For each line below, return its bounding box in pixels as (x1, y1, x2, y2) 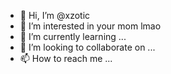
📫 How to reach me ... (19, 53, 113, 64)
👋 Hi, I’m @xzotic (19, 10, 91, 21)
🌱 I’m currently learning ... (19, 31, 127, 42)
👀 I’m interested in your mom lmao (19, 20, 162, 32)
